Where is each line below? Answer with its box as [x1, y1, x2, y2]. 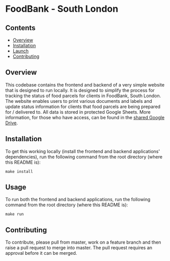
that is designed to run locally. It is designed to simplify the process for [5, 87, 155, 93]
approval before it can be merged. [5, 250, 77, 256]
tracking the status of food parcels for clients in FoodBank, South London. [5, 93, 161, 99]
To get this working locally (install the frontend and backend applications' [5, 148, 160, 154]
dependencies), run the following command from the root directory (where [5, 154, 163, 160]
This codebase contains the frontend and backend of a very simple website [5, 81, 165, 88]
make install [5, 169, 33, 174]
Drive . [5, 120, 18, 126]
